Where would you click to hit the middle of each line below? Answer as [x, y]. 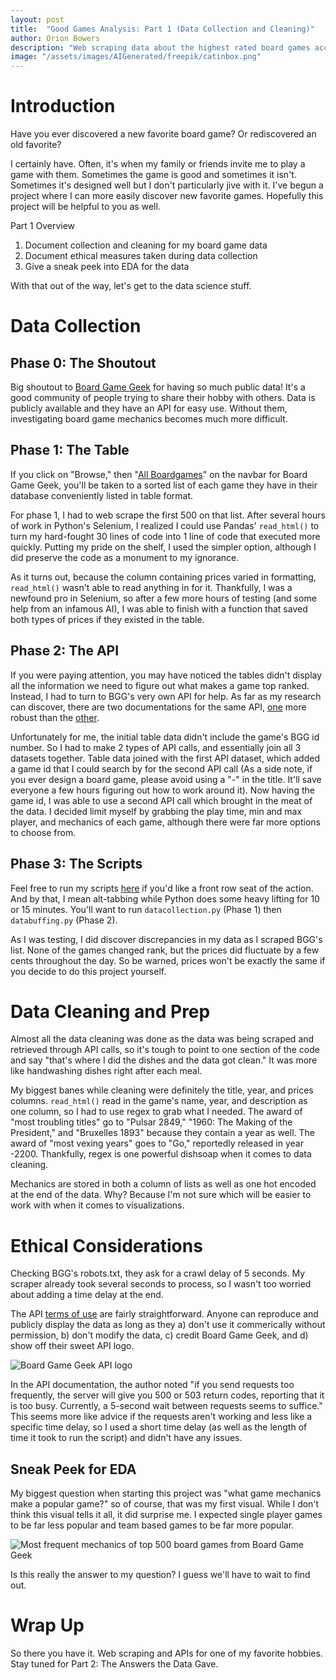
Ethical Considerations [106, 1245]
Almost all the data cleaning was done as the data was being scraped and [162, 1039]
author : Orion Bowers [55, 38]
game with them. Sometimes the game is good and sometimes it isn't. [153, 175]
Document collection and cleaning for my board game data [146, 245]
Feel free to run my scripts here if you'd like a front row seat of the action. [162, 888]
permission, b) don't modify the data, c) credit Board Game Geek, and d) [159, 1335]
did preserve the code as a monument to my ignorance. [125, 557]
